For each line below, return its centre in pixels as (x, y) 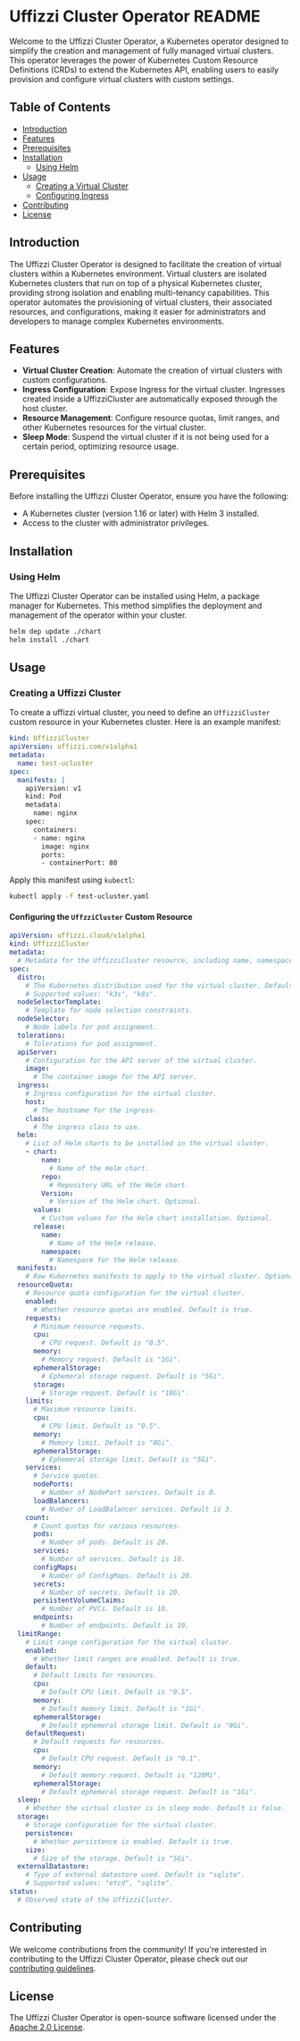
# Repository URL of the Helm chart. (119, 1185)
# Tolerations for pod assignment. (92, 1043)
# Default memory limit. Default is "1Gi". (123, 1708)
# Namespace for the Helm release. (115, 1260)
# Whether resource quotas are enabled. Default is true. (143, 1310)
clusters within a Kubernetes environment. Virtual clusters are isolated (138, 274)
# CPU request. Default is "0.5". (105, 1343)
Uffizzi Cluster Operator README (135, 17)
